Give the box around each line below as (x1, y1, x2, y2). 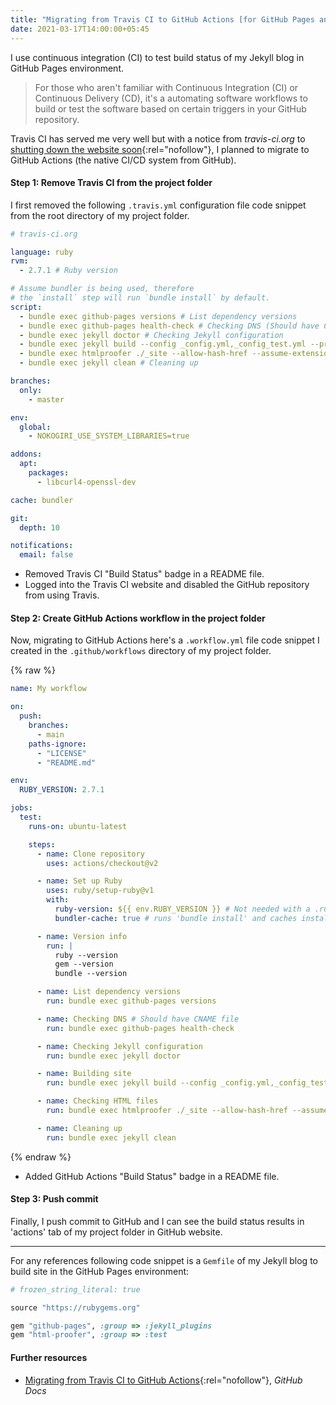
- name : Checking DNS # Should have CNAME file (36, 1014, 240, 1024)
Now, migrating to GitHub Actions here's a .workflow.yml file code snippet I (10, 634, 320, 646)
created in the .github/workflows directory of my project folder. (10, 645, 272, 657)
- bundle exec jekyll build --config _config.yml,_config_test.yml (19, 339, 307, 350)
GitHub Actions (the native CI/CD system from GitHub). (10, 154, 237, 166)
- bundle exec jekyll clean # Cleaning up (19, 358, 199, 368)
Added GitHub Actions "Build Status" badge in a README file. (24, 1170, 280, 1182)
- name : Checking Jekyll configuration (36, 1041, 203, 1051)
